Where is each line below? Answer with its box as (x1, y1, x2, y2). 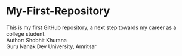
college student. (6, 30, 46, 37)
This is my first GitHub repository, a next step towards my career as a (6, 24, 177, 31)
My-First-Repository (6, 4, 110, 18)
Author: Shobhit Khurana (6, 36, 67, 43)
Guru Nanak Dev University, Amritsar (6, 43, 97, 50)
